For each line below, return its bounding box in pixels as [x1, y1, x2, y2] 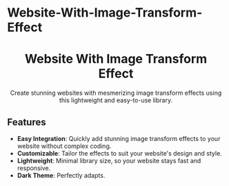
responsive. [17, 164, 51, 172]
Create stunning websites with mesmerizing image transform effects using [10, 89, 222, 97]
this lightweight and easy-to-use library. [59, 96, 173, 104]
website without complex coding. [17, 142, 112, 150]
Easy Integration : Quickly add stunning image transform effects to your [17, 134, 221, 142]
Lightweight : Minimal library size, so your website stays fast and [17, 156, 201, 165]
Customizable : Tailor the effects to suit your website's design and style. [17, 149, 222, 157]
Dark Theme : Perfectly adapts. [17, 171, 106, 179]
